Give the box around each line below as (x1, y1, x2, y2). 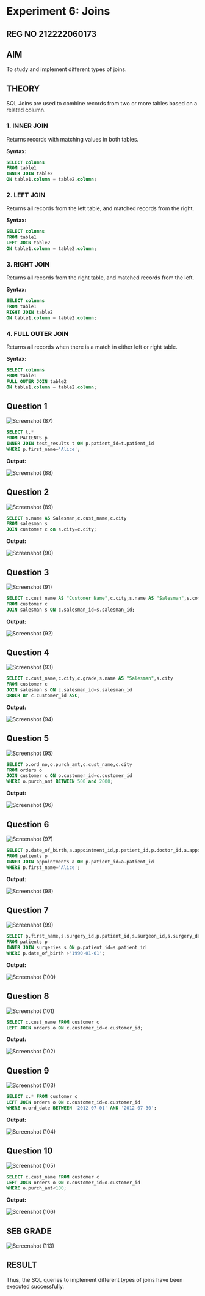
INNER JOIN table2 (6, 170, 53, 177)
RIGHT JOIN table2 (6, 309, 53, 315)
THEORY (6, 83, 40, 94)
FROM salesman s (6, 521, 48, 527)
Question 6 (6, 819, 49, 830)
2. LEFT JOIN (6, 191, 46, 199)
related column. (6, 106, 46, 114)
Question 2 (6, 487, 49, 498)
